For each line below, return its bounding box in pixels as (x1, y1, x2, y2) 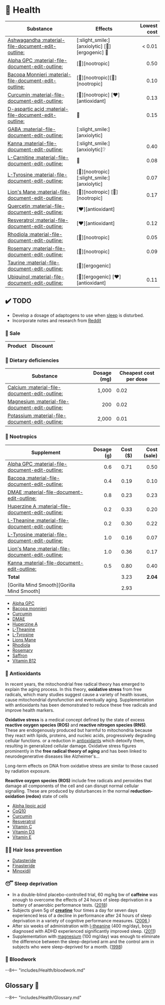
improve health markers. (5, 707, 55, 713)
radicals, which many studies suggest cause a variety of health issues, (5, 691, 148, 697)
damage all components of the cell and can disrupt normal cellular (5, 783, 139, 789)
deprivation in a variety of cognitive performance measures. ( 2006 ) (12, 917, 150, 923)
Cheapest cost (119, 370, 155, 377)
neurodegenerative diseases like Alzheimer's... (5, 753, 100, 759)
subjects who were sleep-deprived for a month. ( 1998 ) (12, 944, 123, 949)
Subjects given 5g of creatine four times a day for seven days (12, 907, 137, 913)
